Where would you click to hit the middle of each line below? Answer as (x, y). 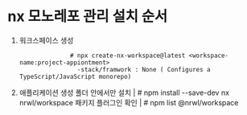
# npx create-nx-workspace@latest (128, 55)
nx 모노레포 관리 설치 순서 (88, 16)
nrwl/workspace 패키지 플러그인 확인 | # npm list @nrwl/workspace (129, 102)
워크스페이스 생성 (46, 40)
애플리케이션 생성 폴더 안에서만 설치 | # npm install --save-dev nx (124, 92)
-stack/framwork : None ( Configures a (144, 69)
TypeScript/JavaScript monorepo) (75, 76)
